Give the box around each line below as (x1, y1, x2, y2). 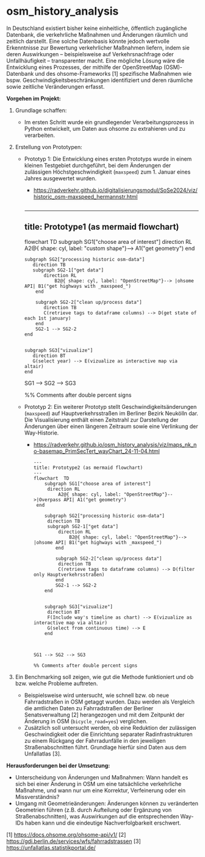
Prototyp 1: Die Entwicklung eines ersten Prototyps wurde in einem (24, 155, 192, 163)
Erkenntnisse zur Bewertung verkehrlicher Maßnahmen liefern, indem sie (6, 44, 190, 51)
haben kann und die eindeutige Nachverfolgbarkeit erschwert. (24, 819, 181, 826)
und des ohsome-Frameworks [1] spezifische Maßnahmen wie (35, 70, 192, 77)
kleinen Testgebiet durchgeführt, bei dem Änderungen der (24, 161, 171, 169)
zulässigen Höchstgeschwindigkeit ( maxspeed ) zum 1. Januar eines (24, 168, 191, 175)
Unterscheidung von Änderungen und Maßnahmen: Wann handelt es (15, 773, 189, 781)
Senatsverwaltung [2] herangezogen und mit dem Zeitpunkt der (24, 711, 185, 718)
